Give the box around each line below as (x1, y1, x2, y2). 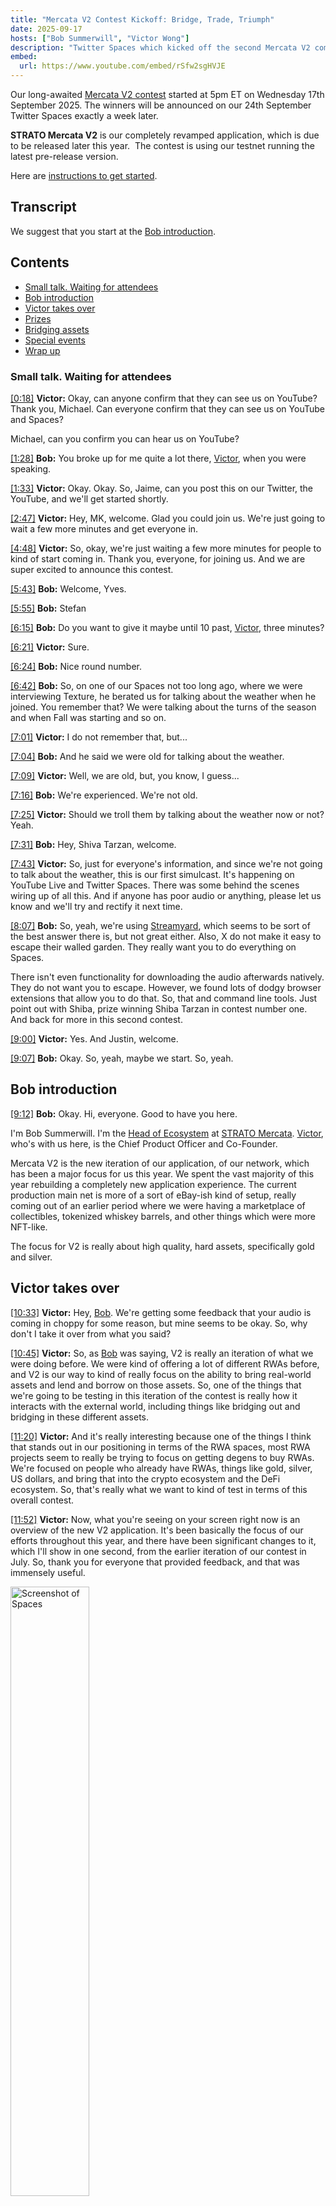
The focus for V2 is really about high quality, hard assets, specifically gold (10, 1240, 315, 1252)
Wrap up (24, 344, 61, 356)
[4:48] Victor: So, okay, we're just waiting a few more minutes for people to (10, 542, 322, 554)
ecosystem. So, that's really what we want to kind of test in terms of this (10, 1483, 308, 1495)
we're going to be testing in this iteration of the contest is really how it (10, 1389, 298, 1401)
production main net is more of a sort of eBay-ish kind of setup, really (10, 1189, 297, 1201)
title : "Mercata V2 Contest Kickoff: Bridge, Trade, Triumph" (10, 14, 275, 25)
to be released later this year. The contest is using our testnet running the (10, 140, 315, 151)
